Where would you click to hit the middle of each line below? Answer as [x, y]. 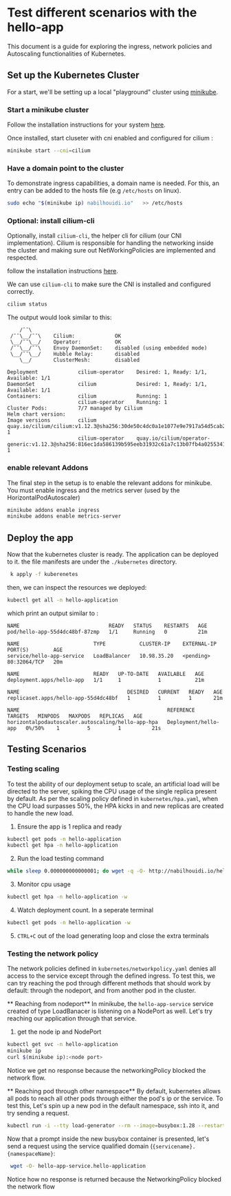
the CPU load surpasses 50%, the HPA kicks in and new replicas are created [115, 806]
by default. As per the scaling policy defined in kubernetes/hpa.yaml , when [113, 798]
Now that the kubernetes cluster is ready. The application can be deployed [113, 555]
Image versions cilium [52, 420]
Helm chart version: [37, 414]
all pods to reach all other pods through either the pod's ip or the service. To [115, 1098]
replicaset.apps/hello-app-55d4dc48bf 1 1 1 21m [115, 698]
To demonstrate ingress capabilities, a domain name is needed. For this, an [113, 183]
